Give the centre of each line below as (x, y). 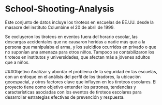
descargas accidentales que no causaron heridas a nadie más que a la (75, 41)
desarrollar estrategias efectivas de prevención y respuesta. (65, 97)
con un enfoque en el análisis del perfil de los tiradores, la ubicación (73, 77)
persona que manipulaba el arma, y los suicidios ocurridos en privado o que (81, 47)
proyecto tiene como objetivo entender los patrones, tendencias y (71, 87)
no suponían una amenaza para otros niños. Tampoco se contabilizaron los (80, 52)
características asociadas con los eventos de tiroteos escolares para (73, 92)
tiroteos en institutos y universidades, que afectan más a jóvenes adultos (78, 57)
